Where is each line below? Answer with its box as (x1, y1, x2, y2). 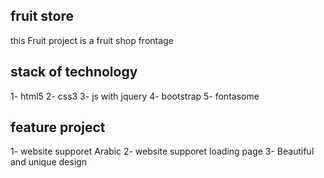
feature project (10, 119, 106, 136)
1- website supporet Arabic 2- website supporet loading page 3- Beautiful (10, 145, 315, 158)
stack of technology (10, 64, 138, 81)
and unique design (10, 156, 87, 168)
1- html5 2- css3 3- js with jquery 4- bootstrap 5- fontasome (10, 90, 260, 102)
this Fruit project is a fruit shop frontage (10, 34, 174, 46)
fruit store (10, 8, 75, 25)
